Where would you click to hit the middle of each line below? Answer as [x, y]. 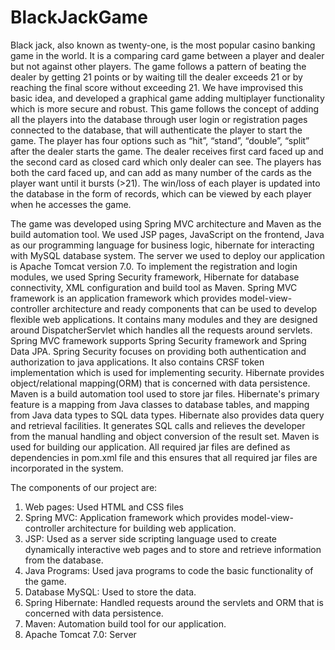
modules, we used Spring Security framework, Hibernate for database [155, 277]
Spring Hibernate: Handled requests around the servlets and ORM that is [174, 602]
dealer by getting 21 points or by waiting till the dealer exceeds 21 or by [156, 77]
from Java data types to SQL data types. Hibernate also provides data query [167, 415]
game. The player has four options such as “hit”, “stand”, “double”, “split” [160, 140]
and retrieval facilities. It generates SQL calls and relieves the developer [158, 425]
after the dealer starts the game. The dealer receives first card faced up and [167, 151]
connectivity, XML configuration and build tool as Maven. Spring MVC [154, 287]
